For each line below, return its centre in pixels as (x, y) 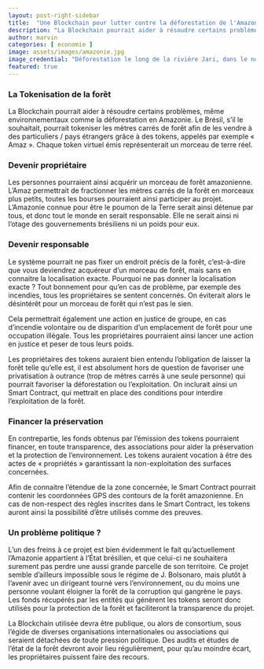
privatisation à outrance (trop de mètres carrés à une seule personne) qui (127, 375)
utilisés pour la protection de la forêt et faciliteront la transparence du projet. (132, 608)
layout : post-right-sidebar (54, 15)
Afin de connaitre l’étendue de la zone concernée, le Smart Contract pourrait (132, 487)
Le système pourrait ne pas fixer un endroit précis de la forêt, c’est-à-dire (127, 261)
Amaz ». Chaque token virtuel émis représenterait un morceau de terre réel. (130, 145)
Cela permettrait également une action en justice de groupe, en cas (117, 319)
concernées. (29, 471)
